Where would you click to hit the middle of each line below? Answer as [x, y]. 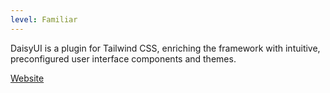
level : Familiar [44, 19]
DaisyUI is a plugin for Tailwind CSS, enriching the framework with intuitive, [165, 48]
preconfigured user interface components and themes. [123, 58]
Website [27, 78]
